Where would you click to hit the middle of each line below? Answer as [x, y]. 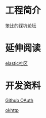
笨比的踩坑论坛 [21, 26]
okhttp [12, 110]
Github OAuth [19, 100]
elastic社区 [16, 63]
